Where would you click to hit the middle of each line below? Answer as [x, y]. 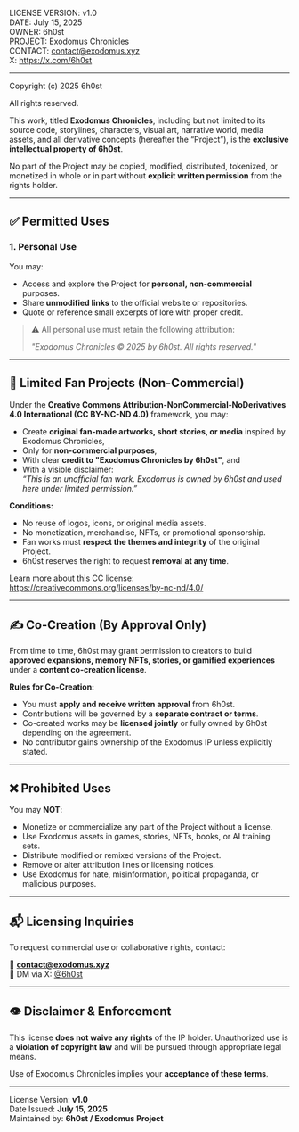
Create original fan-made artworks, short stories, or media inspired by [154, 431]
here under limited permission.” [80, 488]
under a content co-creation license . [78, 670]
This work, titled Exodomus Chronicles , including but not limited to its [137, 120]
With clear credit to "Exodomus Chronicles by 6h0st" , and [131, 459]
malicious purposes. [59, 884]
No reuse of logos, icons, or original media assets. [114, 523]
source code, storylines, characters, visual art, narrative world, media [137, 130]
